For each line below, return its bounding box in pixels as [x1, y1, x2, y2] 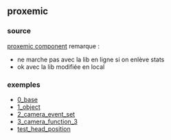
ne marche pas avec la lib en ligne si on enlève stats [16, 55, 165, 63]
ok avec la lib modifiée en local [16, 62, 105, 71]
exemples [7, 79, 41, 89]
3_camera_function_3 [16, 117, 78, 126]
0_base [16, 95, 38, 103]
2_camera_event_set [16, 110, 76, 118]
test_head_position [16, 124, 71, 133]
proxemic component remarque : [7, 41, 100, 50]
